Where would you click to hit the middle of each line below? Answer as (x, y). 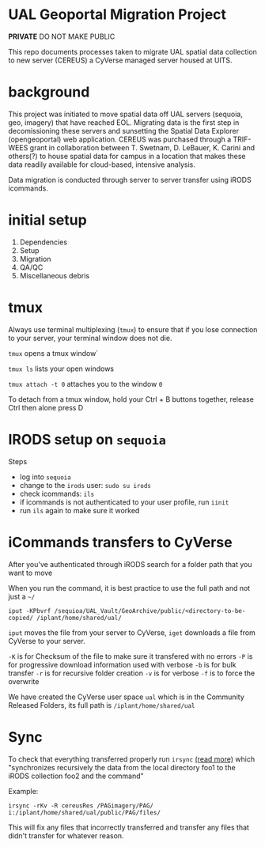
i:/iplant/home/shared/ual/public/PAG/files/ (84, 812)
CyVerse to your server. (47, 641)
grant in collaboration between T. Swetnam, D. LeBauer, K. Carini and (142, 147)
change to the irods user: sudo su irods (85, 485)
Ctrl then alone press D (46, 407)
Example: (23, 791)
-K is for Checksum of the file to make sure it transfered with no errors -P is (131, 656)
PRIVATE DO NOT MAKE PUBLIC (62, 36)
